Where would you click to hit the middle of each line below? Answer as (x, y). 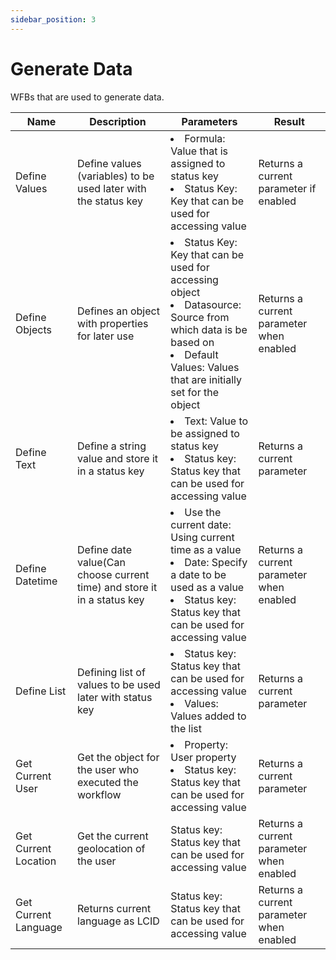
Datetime (36, 581)
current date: (201, 524)
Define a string (112, 446)
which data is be (209, 329)
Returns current (114, 908)
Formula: (205, 138)
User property (203, 757)
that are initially (206, 379)
